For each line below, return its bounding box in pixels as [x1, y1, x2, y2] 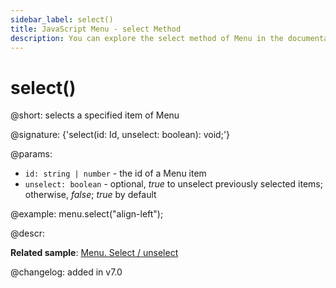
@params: [10, 148, 53, 160]
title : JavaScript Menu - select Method [10, 24, 182, 34]
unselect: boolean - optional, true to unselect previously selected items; [24, 178, 323, 190]
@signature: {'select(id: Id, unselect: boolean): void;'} [10, 129, 231, 141]
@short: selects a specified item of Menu [10, 109, 180, 121]
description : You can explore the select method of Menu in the [10, 33, 284, 43]
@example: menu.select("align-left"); [10, 208, 164, 220]
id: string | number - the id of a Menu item [24, 167, 207, 180]
